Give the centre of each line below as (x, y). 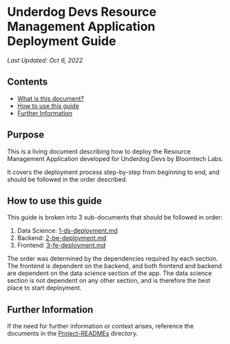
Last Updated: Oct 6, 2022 (45, 60)
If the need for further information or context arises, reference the (101, 326)
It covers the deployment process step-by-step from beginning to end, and (113, 172)
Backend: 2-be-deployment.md (62, 238)
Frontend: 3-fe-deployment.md (61, 246)
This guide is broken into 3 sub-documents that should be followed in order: (115, 217)
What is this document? (51, 98)
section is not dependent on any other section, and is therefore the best (109, 281)
